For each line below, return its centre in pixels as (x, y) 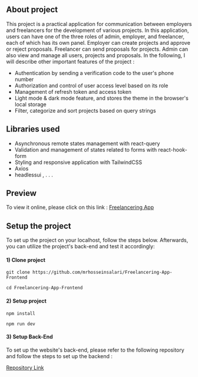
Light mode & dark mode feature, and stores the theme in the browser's (101, 98)
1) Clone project (26, 260)
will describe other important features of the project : (70, 61)
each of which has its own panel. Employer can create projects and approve (98, 42)
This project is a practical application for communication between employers (99, 24)
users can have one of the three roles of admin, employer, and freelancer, (95, 36)
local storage (31, 104)
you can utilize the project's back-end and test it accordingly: (80, 247)
